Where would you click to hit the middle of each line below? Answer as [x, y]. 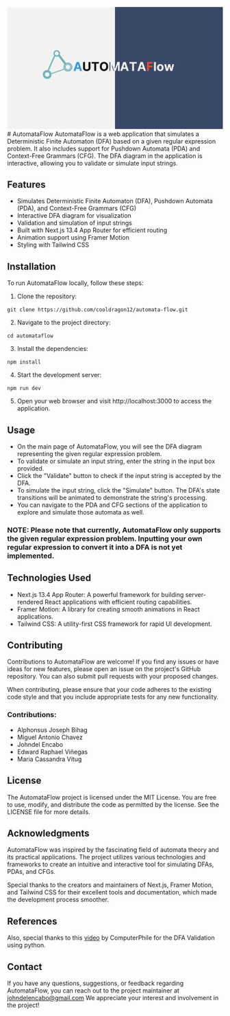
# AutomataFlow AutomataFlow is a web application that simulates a [103, 134]
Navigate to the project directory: [64, 323]
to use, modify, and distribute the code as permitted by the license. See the [113, 804]
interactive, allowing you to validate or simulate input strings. [92, 163]
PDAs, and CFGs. [31, 872]
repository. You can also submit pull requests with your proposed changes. [113, 677]
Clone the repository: [47, 296]
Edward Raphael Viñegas [52, 752]
